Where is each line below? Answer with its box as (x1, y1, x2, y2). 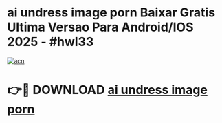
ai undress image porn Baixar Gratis (7, 5, 215, 21)
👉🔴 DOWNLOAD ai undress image (7, 82, 208, 98)
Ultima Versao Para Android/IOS (7, 19, 194, 35)
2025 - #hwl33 (7, 34, 94, 49)
